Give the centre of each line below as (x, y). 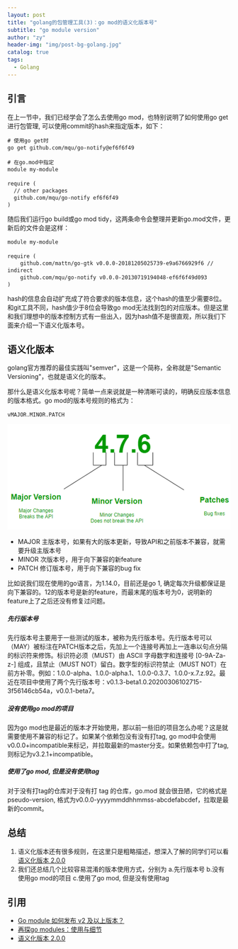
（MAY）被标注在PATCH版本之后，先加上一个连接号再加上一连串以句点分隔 (118, 646)
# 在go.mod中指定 (31, 162)
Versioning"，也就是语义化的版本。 (58, 377)
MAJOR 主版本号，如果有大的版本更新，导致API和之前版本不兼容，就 (118, 541)
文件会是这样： (47, 227)
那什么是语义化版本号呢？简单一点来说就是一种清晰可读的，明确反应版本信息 (119, 392)
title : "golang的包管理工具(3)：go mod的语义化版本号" (83, 22)
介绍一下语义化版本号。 (54, 325)
